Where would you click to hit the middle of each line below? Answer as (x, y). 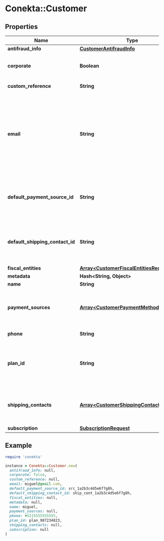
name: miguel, (24, 507)
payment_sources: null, (33, 511)
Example (19, 446)
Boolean (89, 66)
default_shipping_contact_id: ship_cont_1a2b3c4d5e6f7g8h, (71, 493)
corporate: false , (28, 475)
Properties (21, 27)
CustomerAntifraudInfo (107, 49)
